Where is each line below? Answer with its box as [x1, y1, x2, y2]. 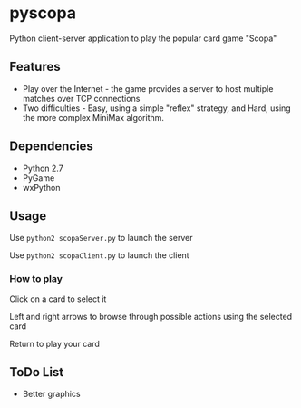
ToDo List [9, 364, 64, 380]
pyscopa [9, 3, 77, 24]
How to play [9, 273, 63, 285]
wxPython [22, 182, 61, 193]
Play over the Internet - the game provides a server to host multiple [22, 83, 274, 94]
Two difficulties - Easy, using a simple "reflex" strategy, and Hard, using [22, 103, 292, 114]
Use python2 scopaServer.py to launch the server [9, 233, 193, 244]
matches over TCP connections [22, 93, 141, 104]
